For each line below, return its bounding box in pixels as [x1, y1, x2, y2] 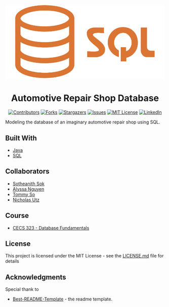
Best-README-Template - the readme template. [12, 296, 113, 302]
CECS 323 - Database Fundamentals [12, 225, 90, 231]
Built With [5, 134, 37, 142]
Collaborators [5, 167, 50, 176]
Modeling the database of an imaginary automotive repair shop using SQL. [5, 119, 160, 125]
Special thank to [5, 286, 39, 292]
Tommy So [12, 191, 35, 197]
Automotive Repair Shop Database [11, 93, 159, 104]
